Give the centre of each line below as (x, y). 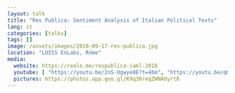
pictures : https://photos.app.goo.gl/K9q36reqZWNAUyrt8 (97, 79)
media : (17, 59)
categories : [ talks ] (37, 33)
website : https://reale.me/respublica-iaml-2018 (86, 66)
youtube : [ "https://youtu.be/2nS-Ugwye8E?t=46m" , (89, 72)
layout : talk (26, 14)
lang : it (20, 27)
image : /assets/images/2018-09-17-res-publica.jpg (83, 46)
